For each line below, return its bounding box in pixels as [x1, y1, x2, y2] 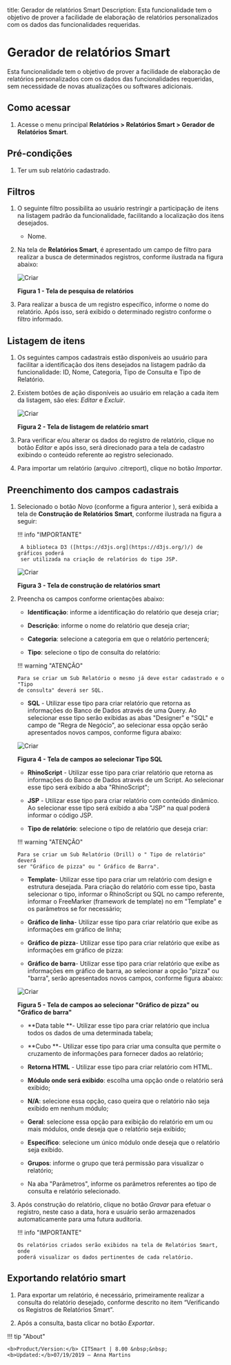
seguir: [17, 517, 37, 525]
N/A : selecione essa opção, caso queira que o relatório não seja [27, 1097, 210, 1105]
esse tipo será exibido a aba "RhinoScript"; [27, 783, 150, 791]
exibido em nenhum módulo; [27, 1104, 109, 1113]
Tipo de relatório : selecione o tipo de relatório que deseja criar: [27, 824, 208, 833]
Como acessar [7, 102, 71, 114]
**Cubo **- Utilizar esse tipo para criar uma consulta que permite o [27, 1042, 221, 1050]
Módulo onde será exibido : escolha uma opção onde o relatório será [27, 1076, 224, 1084]
